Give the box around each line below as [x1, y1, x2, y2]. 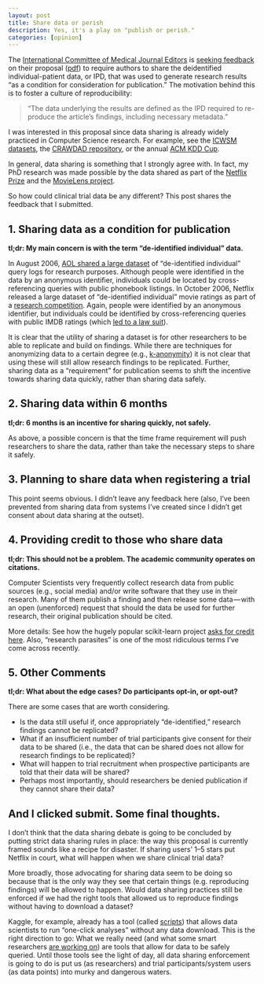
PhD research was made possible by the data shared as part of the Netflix [8, 168, 247, 177]
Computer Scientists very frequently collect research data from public [8, 578, 234, 587]
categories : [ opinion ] [8, 33, 82, 42]
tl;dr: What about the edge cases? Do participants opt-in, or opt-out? [8, 686, 238, 697]
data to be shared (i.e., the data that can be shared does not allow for [19, 742, 244, 752]
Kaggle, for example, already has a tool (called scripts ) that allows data [8, 917, 238, 927]
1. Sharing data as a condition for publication [8, 222, 231, 236]
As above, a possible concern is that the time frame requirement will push [8, 433, 247, 442]
